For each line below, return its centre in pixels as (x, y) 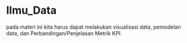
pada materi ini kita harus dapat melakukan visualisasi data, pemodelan (93, 27)
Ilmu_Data (31, 10)
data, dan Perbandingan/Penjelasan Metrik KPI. (64, 33)
